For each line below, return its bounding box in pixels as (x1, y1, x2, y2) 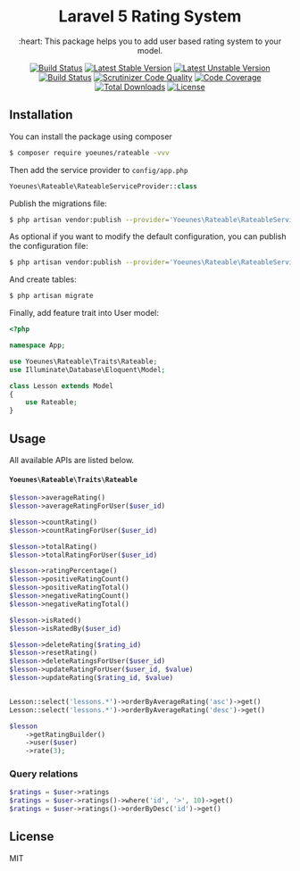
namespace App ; (9, 341, 66, 350)
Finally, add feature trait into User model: (9, 308, 159, 319)
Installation (9, 107, 73, 122)
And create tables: (9, 274, 78, 285)
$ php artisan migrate (9, 292, 94, 301)
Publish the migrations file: (9, 198, 107, 209)
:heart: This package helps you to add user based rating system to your (18, 36, 282, 46)
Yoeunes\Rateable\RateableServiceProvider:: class (9, 181, 198, 191)
